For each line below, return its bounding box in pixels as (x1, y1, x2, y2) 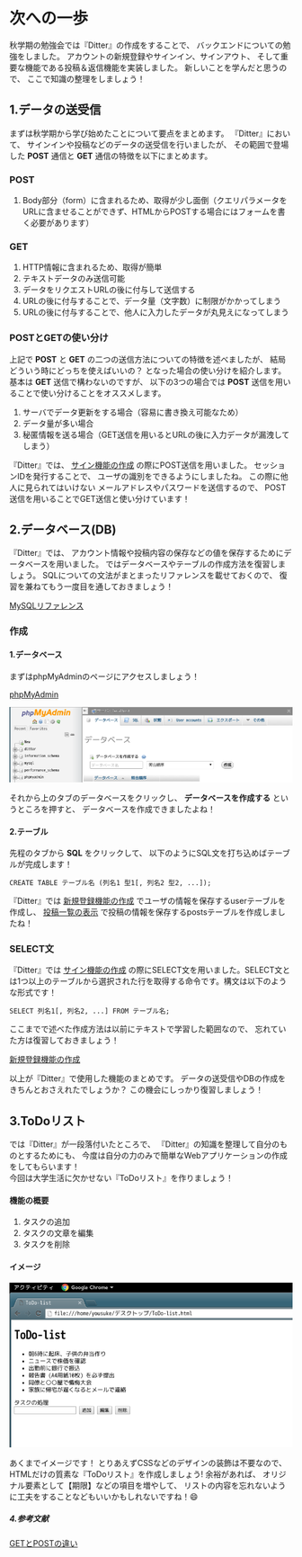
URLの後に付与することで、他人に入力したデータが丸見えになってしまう (22, 307, 289, 318)
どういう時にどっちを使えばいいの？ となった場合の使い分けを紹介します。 (9, 365, 287, 376)
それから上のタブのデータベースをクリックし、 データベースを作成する (9, 792, 271, 803)
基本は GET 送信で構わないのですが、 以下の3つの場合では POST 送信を (9, 376, 276, 387)
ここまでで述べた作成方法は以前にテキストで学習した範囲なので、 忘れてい (9, 1024, 287, 1034)
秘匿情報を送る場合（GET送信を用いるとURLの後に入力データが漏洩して (22, 429, 290, 440)
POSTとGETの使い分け (9, 332, 110, 345)
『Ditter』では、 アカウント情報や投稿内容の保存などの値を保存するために (9, 548, 284, 559)
